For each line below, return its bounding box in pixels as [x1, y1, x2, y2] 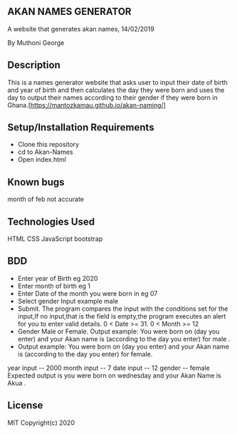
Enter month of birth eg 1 [17, 281, 91, 290]
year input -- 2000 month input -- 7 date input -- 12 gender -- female [7, 363, 210, 372]
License [7, 399, 43, 412]
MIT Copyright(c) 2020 [7, 418, 75, 427]
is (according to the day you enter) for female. [17, 349, 153, 358]
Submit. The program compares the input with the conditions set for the [17, 304, 228, 313]
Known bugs [7, 176, 65, 188]
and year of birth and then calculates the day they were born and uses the [7, 86, 225, 94]
